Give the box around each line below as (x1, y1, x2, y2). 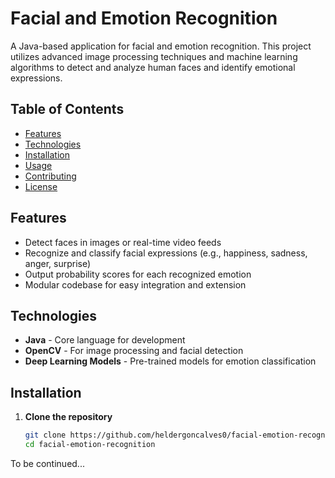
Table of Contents (10, 101, 125, 118)
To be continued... (10, 457, 85, 469)
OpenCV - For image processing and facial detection (24, 345, 244, 357)
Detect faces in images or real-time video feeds (24, 236, 222, 248)
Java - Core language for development (24, 334, 186, 346)
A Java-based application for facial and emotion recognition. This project (10, 40, 312, 52)
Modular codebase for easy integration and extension (24, 278, 247, 291)
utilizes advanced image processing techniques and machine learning (10, 50, 298, 62)
